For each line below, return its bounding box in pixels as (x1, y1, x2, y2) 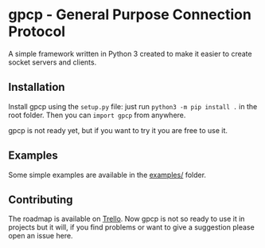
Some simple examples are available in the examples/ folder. (8, 170, 207, 179)
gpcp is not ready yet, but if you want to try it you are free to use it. (8, 125, 228, 135)
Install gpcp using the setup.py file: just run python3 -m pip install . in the (8, 101, 258, 111)
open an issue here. (8, 231, 73, 241)
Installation (8, 81, 65, 94)
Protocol (8, 22, 66, 41)
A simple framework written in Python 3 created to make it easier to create (8, 49, 252, 58)
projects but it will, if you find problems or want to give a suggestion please (8, 222, 255, 232)
